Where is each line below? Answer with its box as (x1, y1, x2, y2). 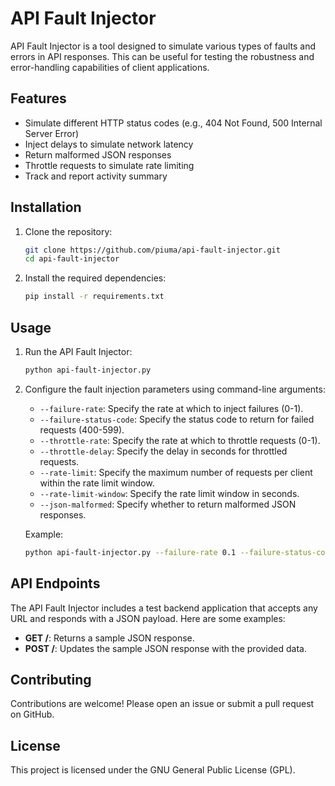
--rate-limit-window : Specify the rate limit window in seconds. (39, 487, 300, 499)
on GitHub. (10, 708, 55, 721)
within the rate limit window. (39, 477, 155, 489)
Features (10, 90, 67, 107)
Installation (10, 199, 82, 216)
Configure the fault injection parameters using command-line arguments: (24, 383, 326, 395)
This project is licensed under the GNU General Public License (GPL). (10, 764, 296, 776)
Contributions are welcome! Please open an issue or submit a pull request (10, 698, 315, 710)
